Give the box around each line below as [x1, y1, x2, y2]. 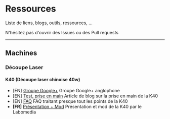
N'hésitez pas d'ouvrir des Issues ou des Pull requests [5, 29, 119, 35]
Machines [5, 49, 37, 57]
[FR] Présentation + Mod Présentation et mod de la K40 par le [12, 104, 142, 110]
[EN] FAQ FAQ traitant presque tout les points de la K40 [12, 98, 128, 104]
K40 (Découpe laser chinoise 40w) [5, 76, 80, 82]
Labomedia [12, 109, 36, 115]
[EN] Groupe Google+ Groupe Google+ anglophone [12, 88, 120, 94]
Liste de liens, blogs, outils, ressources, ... [5, 20, 93, 26]
